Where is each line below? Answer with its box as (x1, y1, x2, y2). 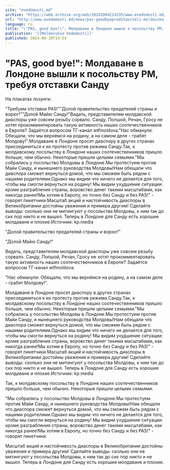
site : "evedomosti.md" (5, 7, 53, 13)
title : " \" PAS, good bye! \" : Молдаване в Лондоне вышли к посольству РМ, (5, 26, 164, 31)
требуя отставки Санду (5, 79, 110, 91)
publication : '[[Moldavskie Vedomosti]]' (5, 31, 94, 36)
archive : (5, 12, 24, 17)
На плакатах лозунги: (5, 96, 52, 102)
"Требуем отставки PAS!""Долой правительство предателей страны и (5, 105, 157, 112)
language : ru (5, 21, 33, 27)
